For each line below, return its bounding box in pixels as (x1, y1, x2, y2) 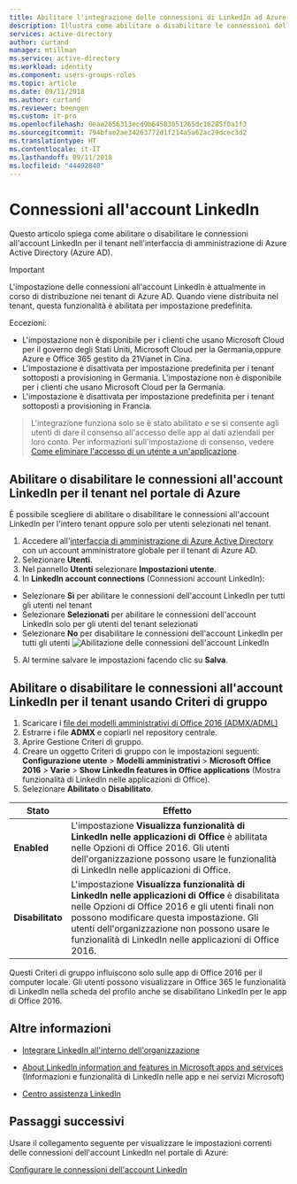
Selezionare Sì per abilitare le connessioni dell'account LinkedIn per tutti (21, 591, 286, 601)
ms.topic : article (9, 79, 77, 88)
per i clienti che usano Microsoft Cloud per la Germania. (21, 382, 225, 392)
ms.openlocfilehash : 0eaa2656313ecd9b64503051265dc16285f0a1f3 (9, 120, 247, 129)
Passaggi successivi (9, 1114, 126, 1129)
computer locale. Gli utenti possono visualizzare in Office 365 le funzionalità (9, 976, 286, 987)
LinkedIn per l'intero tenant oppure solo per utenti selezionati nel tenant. (9, 519, 271, 530)
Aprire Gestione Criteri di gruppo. (21, 736, 144, 747)
